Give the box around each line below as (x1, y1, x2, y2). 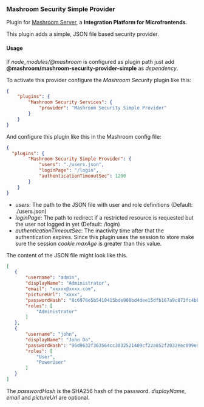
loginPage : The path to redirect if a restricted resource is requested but (15, 214, 194, 221)
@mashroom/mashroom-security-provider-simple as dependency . (6, 64, 178, 72)
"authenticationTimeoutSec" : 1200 (38, 173, 126, 179)
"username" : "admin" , (25, 274, 80, 281)
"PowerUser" (36, 360, 67, 366)
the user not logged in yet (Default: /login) (15, 220, 120, 228)
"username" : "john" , (25, 331, 78, 337)
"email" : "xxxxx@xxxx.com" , (25, 286, 97, 292)
